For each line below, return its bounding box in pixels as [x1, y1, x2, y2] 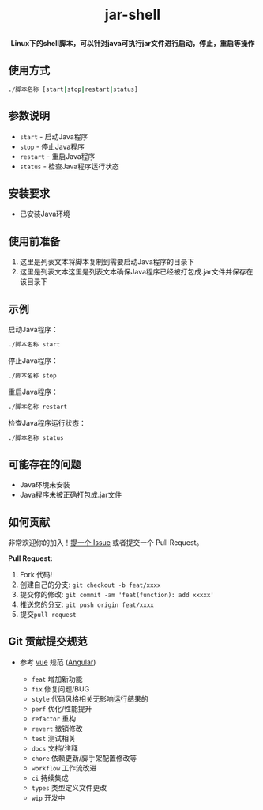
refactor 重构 [31, 713, 77, 723]
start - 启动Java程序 [19, 131, 88, 141]
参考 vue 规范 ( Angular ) [19, 657, 96, 667]
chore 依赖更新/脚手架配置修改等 [31, 753, 137, 763]
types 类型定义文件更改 [31, 782, 107, 793]
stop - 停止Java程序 [19, 142, 85, 151]
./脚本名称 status [8, 433, 65, 441]
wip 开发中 [31, 793, 66, 802]
